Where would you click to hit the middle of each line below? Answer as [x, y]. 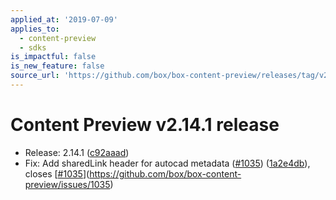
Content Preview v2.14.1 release [145, 125]
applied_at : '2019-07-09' [64, 19]
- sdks [33, 47]
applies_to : [35, 29]
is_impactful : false [53, 57]
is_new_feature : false [57, 66]
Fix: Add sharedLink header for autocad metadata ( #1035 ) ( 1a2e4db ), [167, 163]
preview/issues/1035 [67, 184]
